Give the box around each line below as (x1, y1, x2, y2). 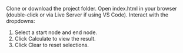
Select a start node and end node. (14, 29, 98, 36)
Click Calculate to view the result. (14, 35, 96, 42)
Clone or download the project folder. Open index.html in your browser (6, 5, 178, 12)
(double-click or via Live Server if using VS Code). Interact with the (6, 11, 169, 18)
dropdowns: (6, 18, 35, 24)
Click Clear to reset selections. (14, 41, 89, 48)
